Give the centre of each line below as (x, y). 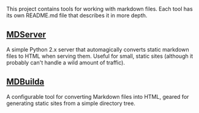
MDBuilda (25, 82)
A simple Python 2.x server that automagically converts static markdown (98, 49)
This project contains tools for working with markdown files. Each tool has (99, 9)
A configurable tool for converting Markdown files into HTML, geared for (98, 96)
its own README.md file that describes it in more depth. (77, 15)
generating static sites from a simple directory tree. (71, 103)
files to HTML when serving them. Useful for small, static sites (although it (100, 56)
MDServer (26, 35)
